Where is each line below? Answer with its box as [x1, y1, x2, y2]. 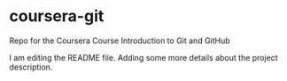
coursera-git [9, 6, 105, 26]
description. [9, 62, 53, 72]
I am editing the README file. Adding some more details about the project [9, 52, 278, 63]
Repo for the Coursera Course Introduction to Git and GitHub [9, 35, 230, 46]
